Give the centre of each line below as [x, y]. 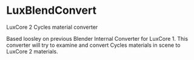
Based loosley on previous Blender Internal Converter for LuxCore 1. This [97, 38]
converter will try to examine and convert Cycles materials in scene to [93, 45]
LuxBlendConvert [52, 10]
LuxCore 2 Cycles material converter [52, 27]
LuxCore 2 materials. [32, 51]
